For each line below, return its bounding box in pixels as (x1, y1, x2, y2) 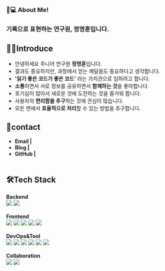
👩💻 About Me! (6, 5, 49, 14)
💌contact (6, 122, 41, 132)
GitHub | (14, 151, 36, 158)
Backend (6, 193, 28, 200)
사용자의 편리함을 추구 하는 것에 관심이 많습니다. (14, 97, 124, 104)
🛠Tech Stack (6, 174, 56, 184)
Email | (14, 138, 33, 145)
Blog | (14, 144, 30, 151)
